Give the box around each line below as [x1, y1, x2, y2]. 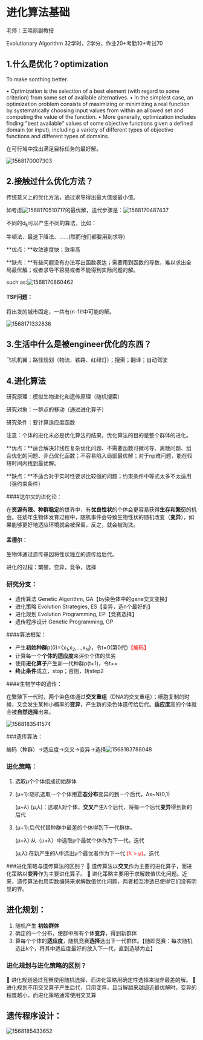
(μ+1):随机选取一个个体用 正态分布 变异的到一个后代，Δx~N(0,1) [14, 790, 170, 797]
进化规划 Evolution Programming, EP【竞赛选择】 [14, 610, 138, 617]
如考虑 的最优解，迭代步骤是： [6, 206, 124, 213]
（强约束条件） [6, 480, 43, 488]
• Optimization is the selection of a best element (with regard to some [6, 87, 180, 95]
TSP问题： [6, 293, 33, 300]
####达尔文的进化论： [6, 493, 62, 500]
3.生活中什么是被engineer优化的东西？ [6, 339, 152, 349]
